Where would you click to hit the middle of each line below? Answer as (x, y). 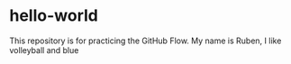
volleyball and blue (44, 50)
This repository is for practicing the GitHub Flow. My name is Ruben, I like (145, 41)
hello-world (54, 16)
